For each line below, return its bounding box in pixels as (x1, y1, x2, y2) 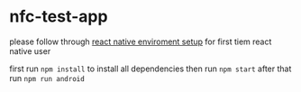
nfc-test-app (9, 6, 108, 27)
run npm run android (9, 72, 86, 83)
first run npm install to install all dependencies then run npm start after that (9, 63, 292, 74)
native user (9, 45, 51, 56)
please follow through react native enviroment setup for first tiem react (9, 36, 272, 47)
